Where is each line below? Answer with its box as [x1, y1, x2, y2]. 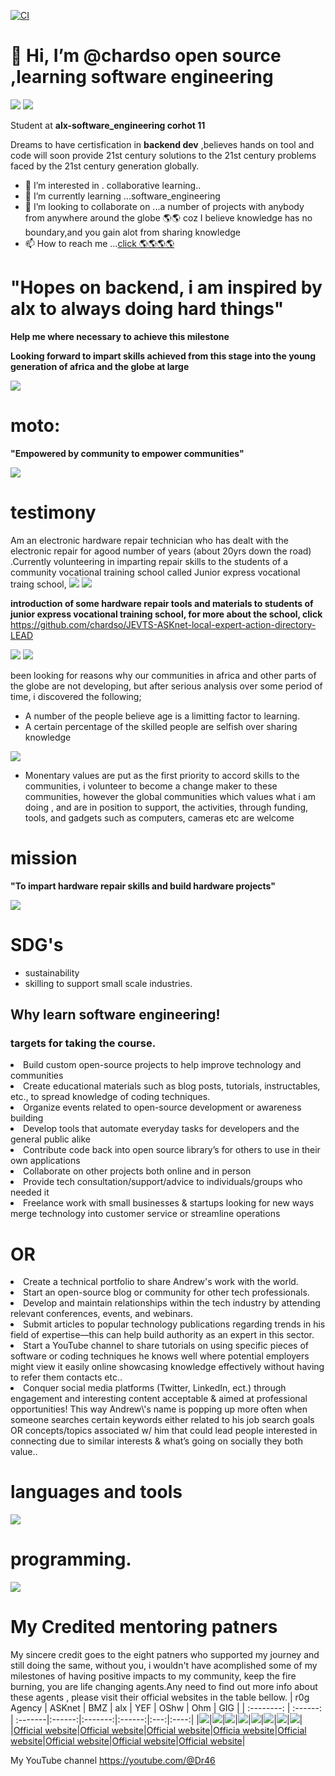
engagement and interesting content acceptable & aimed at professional [10, 1393, 308, 1405]
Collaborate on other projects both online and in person [23, 1165, 252, 1177]
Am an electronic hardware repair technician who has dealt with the [10, 534, 289, 546]
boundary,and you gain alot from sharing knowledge [24, 226, 241, 238]
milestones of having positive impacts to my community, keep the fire [10, 1670, 297, 1682]
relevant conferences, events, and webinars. [10, 1308, 194, 1320]
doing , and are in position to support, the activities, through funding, [24, 801, 309, 813]
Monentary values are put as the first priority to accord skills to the [24, 769, 300, 781]
